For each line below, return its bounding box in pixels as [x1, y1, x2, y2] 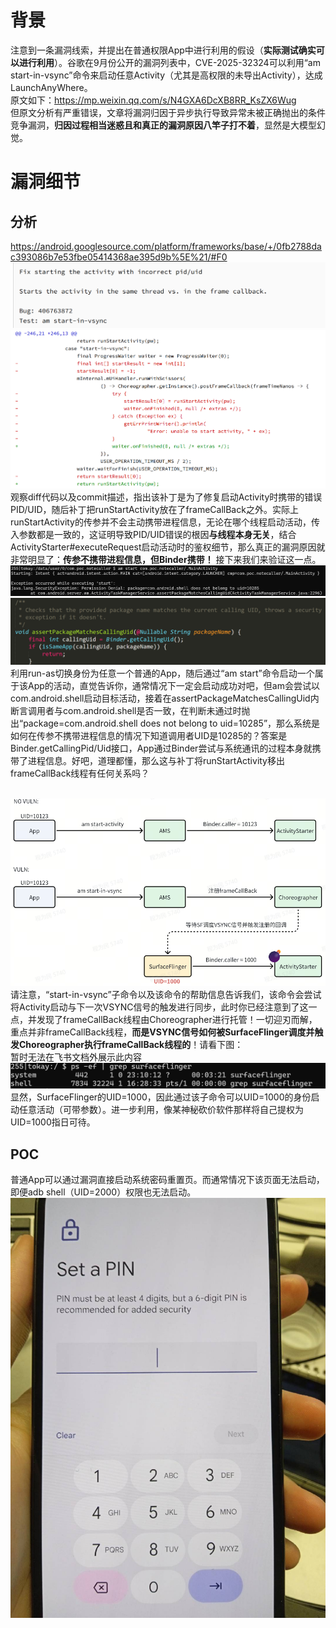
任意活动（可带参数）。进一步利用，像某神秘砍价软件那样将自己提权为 [18, 1104, 304, 1116]
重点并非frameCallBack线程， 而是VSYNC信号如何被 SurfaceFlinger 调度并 [10, 1026, 315, 1038]
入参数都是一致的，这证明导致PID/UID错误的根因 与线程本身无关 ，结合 [10, 529, 297, 541]
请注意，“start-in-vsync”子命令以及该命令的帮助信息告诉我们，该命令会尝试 [10, 989, 322, 1001]
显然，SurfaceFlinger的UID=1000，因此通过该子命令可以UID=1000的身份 [10, 1091, 312, 1103]
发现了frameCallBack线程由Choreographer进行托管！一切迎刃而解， [36, 1014, 318, 1026]
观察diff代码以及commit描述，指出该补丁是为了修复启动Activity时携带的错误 [10, 491, 323, 503]
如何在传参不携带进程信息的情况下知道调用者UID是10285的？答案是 [10, 730, 288, 742]
